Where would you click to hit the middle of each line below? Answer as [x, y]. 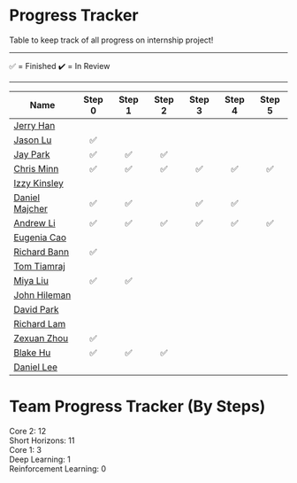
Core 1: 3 [26, 449]
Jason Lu [33, 140]
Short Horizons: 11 [42, 440]
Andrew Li [34, 222]
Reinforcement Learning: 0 [58, 468]
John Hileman [42, 295]
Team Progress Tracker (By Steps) [137, 406]
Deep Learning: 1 [40, 459]
